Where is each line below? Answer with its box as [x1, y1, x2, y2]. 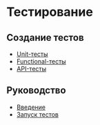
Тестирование [6, 4, 94, 20]
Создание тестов [6, 32, 84, 44]
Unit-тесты [16, 50, 49, 58]
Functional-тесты [16, 57, 66, 66]
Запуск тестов [16, 110, 59, 118]
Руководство [6, 84, 66, 97]
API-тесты [16, 65, 47, 73]
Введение [16, 103, 46, 111]
